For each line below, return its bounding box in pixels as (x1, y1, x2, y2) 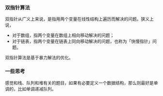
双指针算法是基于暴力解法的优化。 (5, 55, 73, 61)
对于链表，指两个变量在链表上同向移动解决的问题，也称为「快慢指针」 (12, 39, 153, 44)
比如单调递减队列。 (17, 86, 56, 92)
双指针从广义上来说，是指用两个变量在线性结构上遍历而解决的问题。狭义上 (5, 16, 154, 22)
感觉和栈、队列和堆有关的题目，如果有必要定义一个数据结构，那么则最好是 (5, 80, 154, 85)
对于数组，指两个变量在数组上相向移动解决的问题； (12, 32, 114, 38)
